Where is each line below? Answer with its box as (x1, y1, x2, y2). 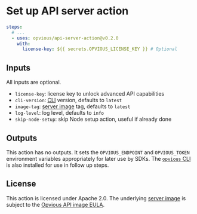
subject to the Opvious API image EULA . (6, 201, 105, 208)
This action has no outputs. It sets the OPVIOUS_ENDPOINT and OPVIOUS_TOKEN (6, 148, 190, 156)
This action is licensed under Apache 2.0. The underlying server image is (6, 194, 186, 201)
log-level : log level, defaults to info (14, 109, 104, 117)
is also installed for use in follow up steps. (6, 161, 109, 169)
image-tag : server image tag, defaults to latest (14, 103, 131, 110)
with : (17, 41, 31, 47)
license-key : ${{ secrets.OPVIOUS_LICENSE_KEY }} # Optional (21, 46, 178, 52)
